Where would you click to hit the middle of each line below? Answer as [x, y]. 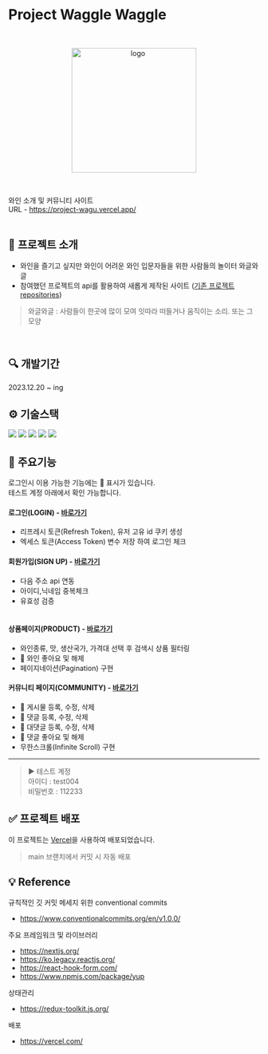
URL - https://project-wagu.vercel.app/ [73, 209]
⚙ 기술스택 [34, 414]
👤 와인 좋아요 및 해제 [52, 658]
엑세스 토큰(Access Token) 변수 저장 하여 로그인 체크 [103, 542]
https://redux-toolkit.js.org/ [64, 1009]
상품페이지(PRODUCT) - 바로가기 [61, 629]
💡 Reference [39, 882]
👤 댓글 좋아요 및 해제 [52, 737]
